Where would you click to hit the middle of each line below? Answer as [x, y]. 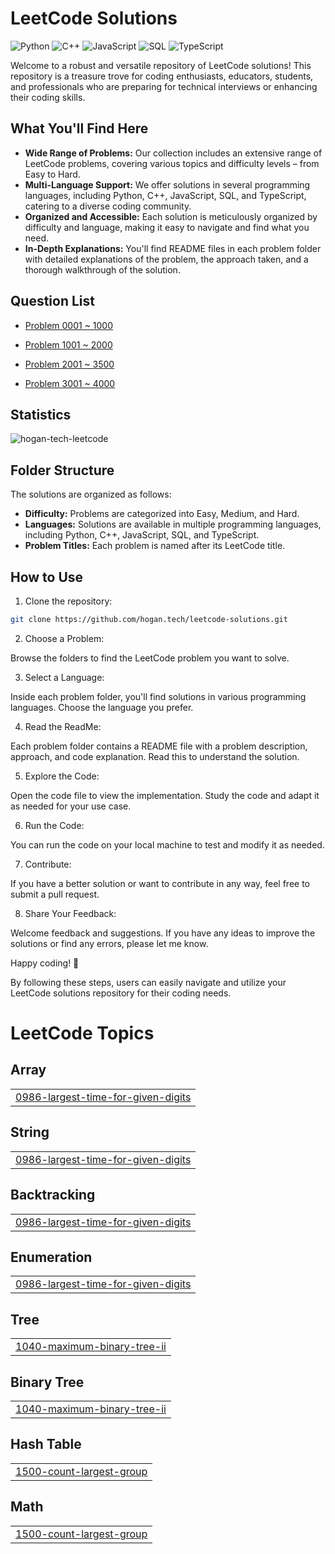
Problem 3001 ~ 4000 [70, 383]
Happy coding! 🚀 [45, 963]
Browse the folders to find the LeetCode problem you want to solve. [150, 658]
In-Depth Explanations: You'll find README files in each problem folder [173, 248]
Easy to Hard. [52, 174]
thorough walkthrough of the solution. [102, 269]
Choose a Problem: [64, 638]
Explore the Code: [62, 776]
